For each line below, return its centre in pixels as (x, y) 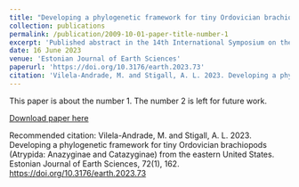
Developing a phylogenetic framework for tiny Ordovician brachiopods (138, 144)
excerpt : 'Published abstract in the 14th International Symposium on (143, 42)
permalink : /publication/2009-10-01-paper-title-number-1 (119, 34)
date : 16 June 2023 (45, 51)
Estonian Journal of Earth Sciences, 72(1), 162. (94, 163)
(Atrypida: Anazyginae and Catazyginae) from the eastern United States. (142, 154)
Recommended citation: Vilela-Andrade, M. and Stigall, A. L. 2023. (130, 135)
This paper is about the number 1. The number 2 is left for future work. (138, 101)
